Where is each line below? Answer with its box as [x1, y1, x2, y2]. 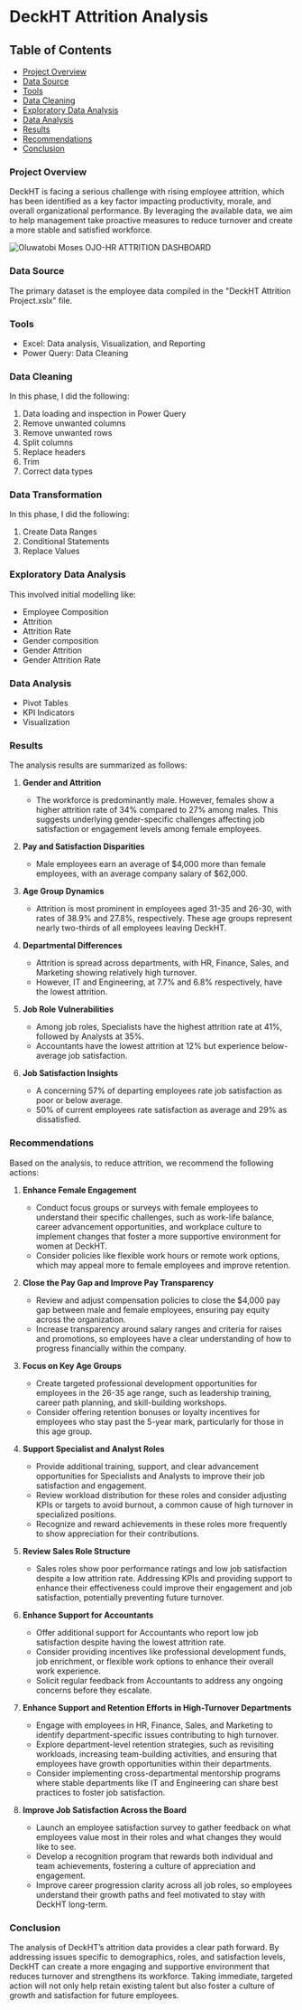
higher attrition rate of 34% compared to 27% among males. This [35, 805, 279, 816]
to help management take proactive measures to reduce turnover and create [9, 215, 293, 226]
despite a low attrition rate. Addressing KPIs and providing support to [35, 1572, 293, 1583]
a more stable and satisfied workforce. [9, 224, 153, 236]
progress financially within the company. [35, 1343, 187, 1354]
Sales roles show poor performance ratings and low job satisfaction [35, 1562, 287, 1574]
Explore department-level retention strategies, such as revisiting [35, 1739, 275, 1750]
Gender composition [22, 635, 99, 646]
